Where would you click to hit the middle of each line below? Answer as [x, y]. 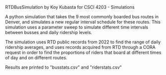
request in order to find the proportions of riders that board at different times [83, 52]
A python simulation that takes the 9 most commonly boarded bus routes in [82, 17]
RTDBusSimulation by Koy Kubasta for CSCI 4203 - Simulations [70, 7]
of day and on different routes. [36, 58]
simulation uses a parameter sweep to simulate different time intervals [77, 27]
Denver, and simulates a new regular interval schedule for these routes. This [83, 22]
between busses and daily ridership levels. [49, 32]
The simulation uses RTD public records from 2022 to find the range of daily [83, 42]
